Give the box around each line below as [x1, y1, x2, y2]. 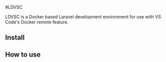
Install [5, 33, 25, 42]
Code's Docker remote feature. [5, 19, 69, 25]
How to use [5, 50, 41, 59]
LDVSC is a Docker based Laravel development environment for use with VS [5, 14, 162, 19]
